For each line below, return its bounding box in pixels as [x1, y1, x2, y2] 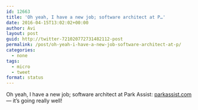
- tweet [11, 69, 31, 75]
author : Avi [6, 25, 36, 31]
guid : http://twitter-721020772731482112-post [6, 36, 123, 42]
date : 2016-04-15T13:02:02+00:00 [6, 20, 89, 25]
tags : [6, 58, 20, 64]
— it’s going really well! [6, 97, 63, 104]
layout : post [6, 31, 39, 37]
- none [11, 53, 28, 59]
